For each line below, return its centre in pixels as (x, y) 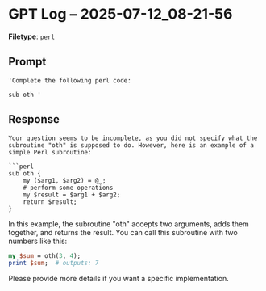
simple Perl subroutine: (50, 152)
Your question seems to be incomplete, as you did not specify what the (133, 138)
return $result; (50, 202)
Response (34, 119)
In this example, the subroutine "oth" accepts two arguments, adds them (129, 224)
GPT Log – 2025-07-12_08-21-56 (121, 14)
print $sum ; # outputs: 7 (54, 264)
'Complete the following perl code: (70, 80)
